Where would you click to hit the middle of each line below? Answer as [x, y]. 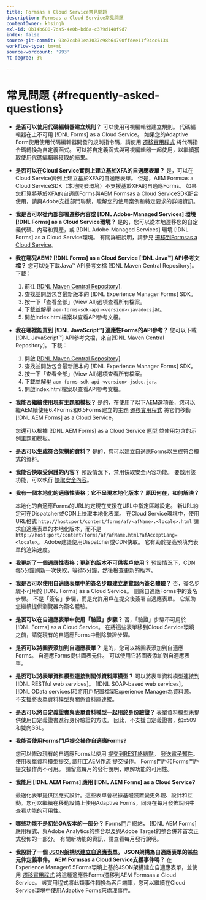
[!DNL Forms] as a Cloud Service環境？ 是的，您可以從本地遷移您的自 [104, 222]
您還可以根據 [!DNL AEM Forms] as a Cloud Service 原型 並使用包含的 [103, 430]
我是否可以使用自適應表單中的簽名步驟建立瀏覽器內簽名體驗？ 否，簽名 [105, 583]
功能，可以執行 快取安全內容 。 [54, 479]
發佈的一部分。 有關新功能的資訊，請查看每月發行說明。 [91, 839]
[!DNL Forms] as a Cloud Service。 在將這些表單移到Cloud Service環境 [105, 627]
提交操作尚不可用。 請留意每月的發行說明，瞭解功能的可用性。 [94, 769]
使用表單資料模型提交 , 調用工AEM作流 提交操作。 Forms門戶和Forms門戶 [107, 761]
